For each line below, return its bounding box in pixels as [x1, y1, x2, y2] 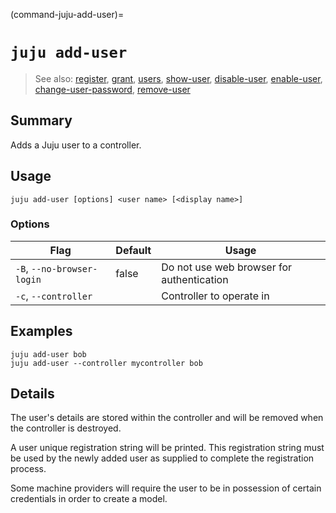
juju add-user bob [10, 349, 87, 359]
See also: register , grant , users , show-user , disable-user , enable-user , [34, 72, 323, 84]
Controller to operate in [161, 289, 270, 303]
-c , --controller [15, 289, 93, 303]
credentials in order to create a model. [10, 493, 168, 505]
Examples [10, 323, 73, 340]
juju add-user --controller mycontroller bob [10, 358, 203, 368]
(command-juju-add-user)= [10, 9, 125, 20]
